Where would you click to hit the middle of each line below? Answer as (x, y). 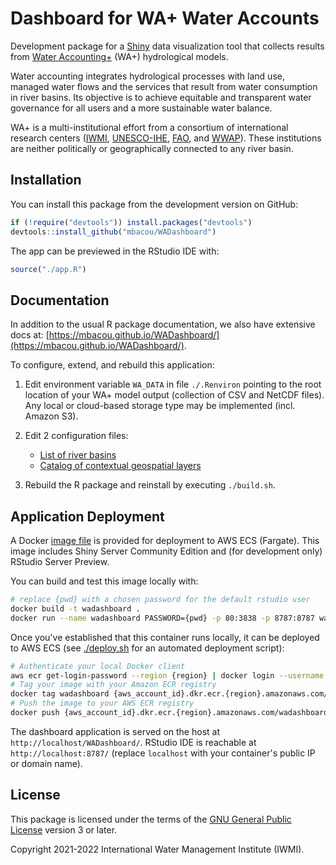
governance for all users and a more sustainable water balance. (141, 108)
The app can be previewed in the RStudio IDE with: (115, 251)
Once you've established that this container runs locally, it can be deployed (165, 637)
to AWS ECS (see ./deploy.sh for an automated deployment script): (147, 648)
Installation (46, 180)
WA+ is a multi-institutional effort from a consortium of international (149, 127)
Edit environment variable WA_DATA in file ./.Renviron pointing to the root (173, 384)
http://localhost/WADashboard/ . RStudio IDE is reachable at (133, 742)
